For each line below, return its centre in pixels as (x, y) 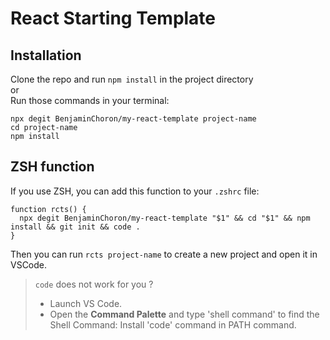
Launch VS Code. (86, 303)
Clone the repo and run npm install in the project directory (132, 79)
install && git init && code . (75, 227)
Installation (46, 55)
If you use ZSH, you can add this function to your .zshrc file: (135, 191)
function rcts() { (48, 209)
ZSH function (52, 167)
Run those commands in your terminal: (90, 100)
